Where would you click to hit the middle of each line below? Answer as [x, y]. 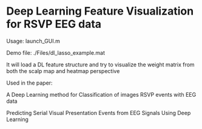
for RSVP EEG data [54, 24]
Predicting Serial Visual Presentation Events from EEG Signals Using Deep [99, 113]
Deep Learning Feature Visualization [100, 11]
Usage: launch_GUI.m [33, 41]
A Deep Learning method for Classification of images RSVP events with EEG [101, 94]
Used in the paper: [29, 83]
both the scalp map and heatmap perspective [63, 71]
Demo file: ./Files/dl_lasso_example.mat [56, 52]
